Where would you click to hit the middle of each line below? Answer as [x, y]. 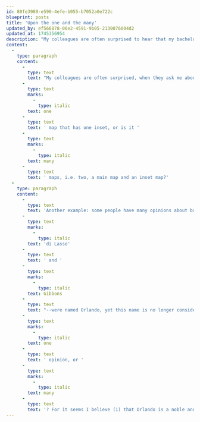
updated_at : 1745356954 [36, 34]
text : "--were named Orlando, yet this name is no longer [101, 310]
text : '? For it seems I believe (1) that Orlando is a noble [106, 410]
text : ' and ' [45, 260]
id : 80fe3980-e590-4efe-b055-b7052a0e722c [60, 12]
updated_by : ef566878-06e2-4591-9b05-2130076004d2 [70, 28]
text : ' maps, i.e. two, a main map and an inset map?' [98, 178]
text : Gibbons [45, 294]
